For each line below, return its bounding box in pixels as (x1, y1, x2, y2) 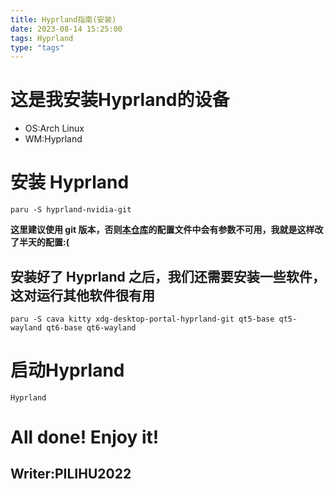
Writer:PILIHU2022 (10, 466, 132, 483)
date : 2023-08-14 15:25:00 (10, 24, 123, 34)
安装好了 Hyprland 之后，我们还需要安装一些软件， (10, 268, 326, 285)
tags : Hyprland (10, 33, 74, 43)
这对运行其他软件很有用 (10, 287, 155, 304)
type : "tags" (10, 42, 65, 53)
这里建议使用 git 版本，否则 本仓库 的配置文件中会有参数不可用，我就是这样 (10, 224, 315, 236)
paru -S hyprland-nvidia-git (10, 205, 132, 215)
